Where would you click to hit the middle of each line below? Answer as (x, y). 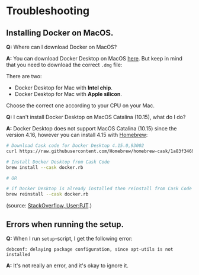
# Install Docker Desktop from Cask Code (58, 162)
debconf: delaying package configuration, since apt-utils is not (90, 249)
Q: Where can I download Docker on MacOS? (62, 47)
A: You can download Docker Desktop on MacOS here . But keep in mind (94, 58)
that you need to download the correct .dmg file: (64, 65)
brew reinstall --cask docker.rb (47, 194)
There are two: (24, 76)
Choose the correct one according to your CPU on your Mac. (81, 105)
